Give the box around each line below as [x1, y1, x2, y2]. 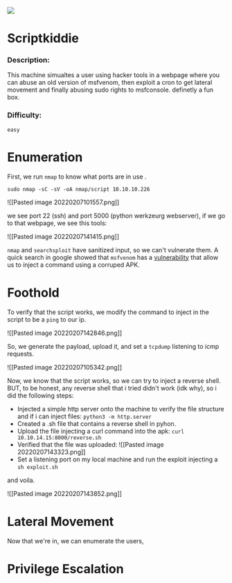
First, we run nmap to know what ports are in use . [7, 172, 147, 181]
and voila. [7, 476, 35, 484]
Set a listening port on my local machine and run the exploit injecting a [17, 455, 218, 463]
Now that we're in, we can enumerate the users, [7, 536, 144, 545]
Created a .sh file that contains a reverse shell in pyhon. [17, 419, 177, 427]
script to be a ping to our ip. [7, 315, 87, 323]
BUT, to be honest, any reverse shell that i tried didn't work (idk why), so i [7, 384, 217, 392]
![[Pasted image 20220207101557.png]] [7, 198, 120, 206]
